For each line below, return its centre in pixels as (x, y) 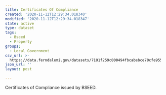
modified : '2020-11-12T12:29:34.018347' (47, 19)
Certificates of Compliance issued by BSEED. (51, 87)
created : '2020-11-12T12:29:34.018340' (46, 14)
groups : (13, 46)
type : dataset (20, 28)
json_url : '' (19, 64)
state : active (20, 23)
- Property (21, 42)
